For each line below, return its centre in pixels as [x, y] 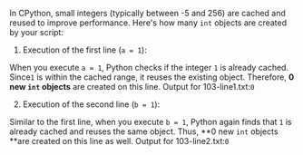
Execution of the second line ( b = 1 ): [91, 104]
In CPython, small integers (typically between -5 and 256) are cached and [147, 13]
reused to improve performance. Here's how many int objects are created [148, 23]
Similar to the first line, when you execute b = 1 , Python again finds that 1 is [151, 122]
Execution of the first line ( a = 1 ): [84, 50]
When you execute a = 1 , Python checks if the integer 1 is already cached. [149, 68]
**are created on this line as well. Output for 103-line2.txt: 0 [119, 141]
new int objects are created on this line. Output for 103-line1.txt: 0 [132, 87]
